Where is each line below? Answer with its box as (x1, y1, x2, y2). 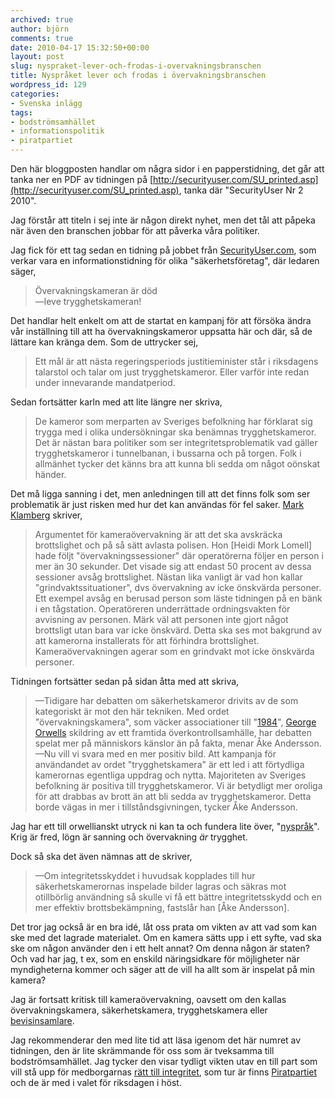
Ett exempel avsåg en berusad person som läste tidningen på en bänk (34, 592, 323, 604)
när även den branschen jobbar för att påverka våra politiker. (10, 225, 260, 236)
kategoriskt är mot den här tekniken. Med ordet (34, 706, 230, 717)
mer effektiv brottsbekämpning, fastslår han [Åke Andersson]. (34, 902, 290, 913)
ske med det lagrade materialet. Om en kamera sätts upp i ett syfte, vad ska (10, 932, 322, 943)
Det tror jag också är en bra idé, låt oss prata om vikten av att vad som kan (10, 921, 317, 933)
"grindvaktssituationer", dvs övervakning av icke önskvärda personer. (34, 582, 322, 593)
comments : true (10, 33, 74, 43)
